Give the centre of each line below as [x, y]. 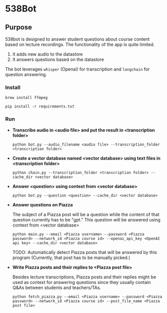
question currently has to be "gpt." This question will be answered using [86, 219]
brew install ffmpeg [27, 98]
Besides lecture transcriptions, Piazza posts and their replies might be [84, 277]
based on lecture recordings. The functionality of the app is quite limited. [80, 44]
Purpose [19, 27]
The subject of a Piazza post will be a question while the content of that [86, 214]
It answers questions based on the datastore [58, 59]
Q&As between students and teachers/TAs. [57, 287]
